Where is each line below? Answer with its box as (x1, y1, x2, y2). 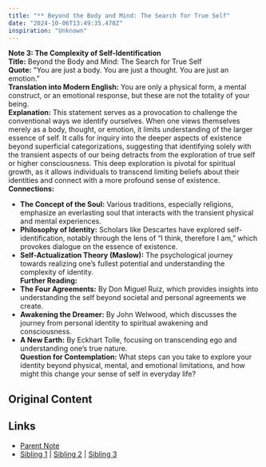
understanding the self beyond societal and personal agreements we (19, 293, 247, 303)
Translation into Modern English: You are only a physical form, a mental (8, 82, 247, 92)
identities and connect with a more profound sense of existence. (8, 176, 220, 185)
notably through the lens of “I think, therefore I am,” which (66, 233, 258, 243)
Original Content (8, 392, 93, 406)
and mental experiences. (19, 216, 102, 226)
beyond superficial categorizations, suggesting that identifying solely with (8, 141, 252, 152)
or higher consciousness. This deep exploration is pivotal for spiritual (8, 159, 236, 168)
